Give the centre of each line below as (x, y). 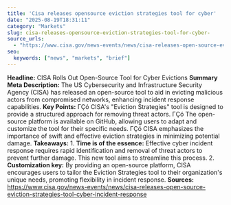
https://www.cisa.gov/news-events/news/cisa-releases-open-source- (107, 186)
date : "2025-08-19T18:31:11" (49, 20)
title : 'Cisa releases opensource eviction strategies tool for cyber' (112, 13)
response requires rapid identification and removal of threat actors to (105, 150)
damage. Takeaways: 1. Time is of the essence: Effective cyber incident (110, 143)
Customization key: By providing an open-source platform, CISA (99, 165)
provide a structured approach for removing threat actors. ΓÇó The (102, 114)
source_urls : (26, 39)
